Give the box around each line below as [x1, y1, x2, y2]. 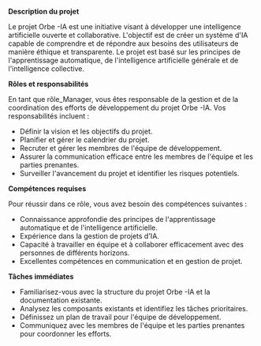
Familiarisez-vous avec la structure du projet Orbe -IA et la [19, 288, 211, 296]
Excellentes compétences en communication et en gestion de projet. [19, 257, 243, 265]
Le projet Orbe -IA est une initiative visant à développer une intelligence [8, 22, 241, 31]
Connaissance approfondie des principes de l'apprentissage [19, 215, 216, 224]
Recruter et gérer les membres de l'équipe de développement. [19, 144, 222, 152]
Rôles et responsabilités [8, 79, 89, 88]
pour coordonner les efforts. [19, 329, 112, 338]
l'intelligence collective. [8, 64, 85, 73]
